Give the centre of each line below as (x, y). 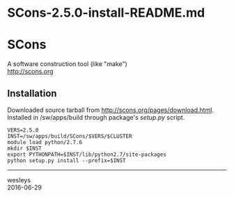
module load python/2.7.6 (45, 142)
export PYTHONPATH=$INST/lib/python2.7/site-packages (87, 155)
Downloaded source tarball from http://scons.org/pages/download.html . (111, 110)
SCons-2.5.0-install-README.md (106, 13)
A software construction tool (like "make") (67, 64)
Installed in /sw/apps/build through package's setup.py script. (96, 117)
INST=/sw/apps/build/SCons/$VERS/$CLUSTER (70, 136)
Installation (32, 93)
